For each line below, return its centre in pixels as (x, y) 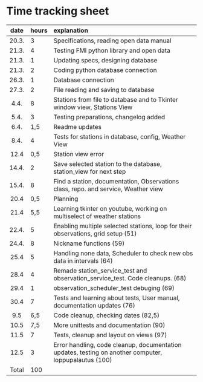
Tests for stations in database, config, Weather (120, 136)
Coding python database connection (105, 70)
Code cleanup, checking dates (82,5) (107, 315)
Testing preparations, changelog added (109, 117)
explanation (71, 30)
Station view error (79, 154)
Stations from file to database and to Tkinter (116, 99)
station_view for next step (90, 171)
